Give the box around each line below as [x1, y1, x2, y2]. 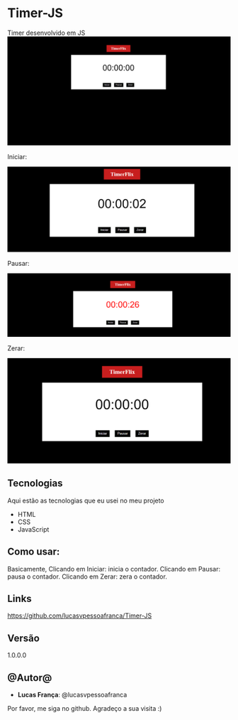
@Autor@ [7, 672, 52, 684]
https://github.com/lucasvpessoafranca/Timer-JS [7, 611, 152, 620]
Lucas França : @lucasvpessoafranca [17, 691, 127, 699]
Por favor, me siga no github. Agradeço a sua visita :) [7, 704, 162, 713]
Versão [7, 632, 40, 644]
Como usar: [7, 546, 60, 558]
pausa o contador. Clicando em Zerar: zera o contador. [7, 572, 168, 581]
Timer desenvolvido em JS [7, 28, 86, 37]
